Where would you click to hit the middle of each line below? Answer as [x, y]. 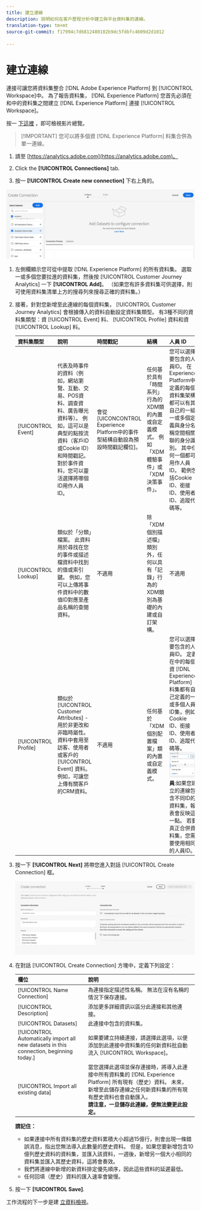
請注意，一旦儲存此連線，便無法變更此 [135, 1104]
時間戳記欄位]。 [121, 447]
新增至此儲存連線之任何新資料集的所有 [135, 1089]
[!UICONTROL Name [43, 990]
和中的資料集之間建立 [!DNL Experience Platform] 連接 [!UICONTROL [91, 103]
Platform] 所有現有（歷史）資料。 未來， [137, 1082]
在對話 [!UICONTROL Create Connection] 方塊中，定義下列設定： [95, 965]
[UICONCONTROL [119, 419]
